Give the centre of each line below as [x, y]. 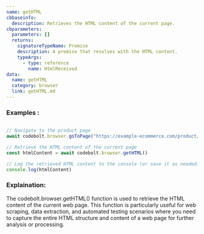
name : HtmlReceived [53, 69]
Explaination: [26, 185]
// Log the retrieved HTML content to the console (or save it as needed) [103, 164]
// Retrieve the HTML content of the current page [72, 147]
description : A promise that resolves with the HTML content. [97, 52]
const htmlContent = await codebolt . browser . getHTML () [77, 153]
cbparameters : [24, 29]
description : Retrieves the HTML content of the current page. [93, 23]
